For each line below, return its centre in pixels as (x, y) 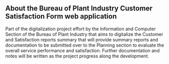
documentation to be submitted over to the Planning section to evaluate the (85, 45)
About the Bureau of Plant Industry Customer (79, 8)
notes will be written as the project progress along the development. (77, 56)
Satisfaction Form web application (61, 17)
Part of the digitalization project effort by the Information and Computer (81, 29)
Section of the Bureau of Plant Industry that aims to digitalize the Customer (84, 34)
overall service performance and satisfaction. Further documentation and (82, 50)
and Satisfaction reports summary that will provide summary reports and (82, 39)
